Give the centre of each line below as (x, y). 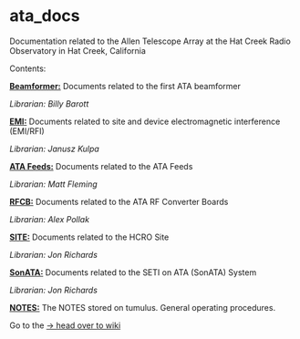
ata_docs (45, 16)
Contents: (28, 68)
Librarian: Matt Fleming (53, 184)
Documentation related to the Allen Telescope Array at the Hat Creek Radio (150, 41)
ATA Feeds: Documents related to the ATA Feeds (101, 166)
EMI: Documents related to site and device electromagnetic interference (145, 121)
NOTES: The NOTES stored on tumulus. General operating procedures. (143, 307)
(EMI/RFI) (27, 131)
